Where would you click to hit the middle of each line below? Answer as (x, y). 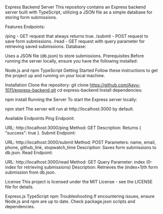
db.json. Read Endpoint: (29, 153)
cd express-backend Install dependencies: (100, 90)
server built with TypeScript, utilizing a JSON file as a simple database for (79, 12)
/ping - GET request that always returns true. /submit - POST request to (77, 36)
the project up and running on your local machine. (55, 75)
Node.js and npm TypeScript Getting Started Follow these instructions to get (81, 70)
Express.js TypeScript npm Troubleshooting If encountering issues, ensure (80, 196)
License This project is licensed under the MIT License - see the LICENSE (79, 182)
